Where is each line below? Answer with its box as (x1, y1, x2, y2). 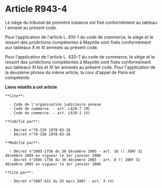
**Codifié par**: (5, 119, 40, 124)
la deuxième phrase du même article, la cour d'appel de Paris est (5, 69, 135, 75)
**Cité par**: (5, 170, 34, 175)
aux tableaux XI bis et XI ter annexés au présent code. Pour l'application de (5, 64, 156, 70)
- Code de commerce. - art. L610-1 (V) (9, 111, 90, 115)
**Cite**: (5, 94, 25, 98)
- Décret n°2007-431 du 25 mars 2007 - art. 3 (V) (9, 179, 114, 184)
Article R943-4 (5, 3, 67, 15)
